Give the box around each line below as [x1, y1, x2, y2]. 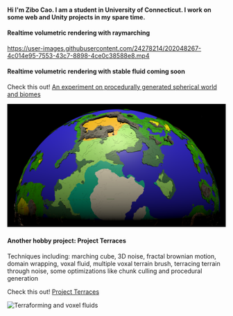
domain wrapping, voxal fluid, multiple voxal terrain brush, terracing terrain [7, 259, 221, 267]
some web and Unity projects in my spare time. [7, 12, 146, 21]
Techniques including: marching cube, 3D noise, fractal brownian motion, [7, 252, 216, 260]
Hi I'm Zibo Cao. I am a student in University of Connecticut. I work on [7, 6, 212, 14]
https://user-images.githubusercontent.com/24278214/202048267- [7, 44, 202, 52]
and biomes [7, 90, 41, 98]
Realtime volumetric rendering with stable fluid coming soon [7, 67, 185, 76]
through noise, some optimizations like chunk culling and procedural [7, 267, 202, 275]
